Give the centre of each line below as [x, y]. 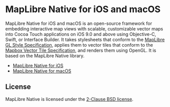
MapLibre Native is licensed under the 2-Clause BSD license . [69, 99]
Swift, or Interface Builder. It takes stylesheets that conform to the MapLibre [85, 40]
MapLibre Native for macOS [42, 71]
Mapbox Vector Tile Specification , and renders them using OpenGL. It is [81, 50]
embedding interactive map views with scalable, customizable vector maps [84, 28]
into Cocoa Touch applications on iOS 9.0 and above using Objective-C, [81, 34]
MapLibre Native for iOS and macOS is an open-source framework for [79, 23]
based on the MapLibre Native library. [45, 56]
